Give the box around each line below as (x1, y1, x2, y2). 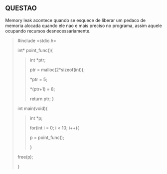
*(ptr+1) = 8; (29, 86, 55, 92)
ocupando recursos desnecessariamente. (5, 27, 91, 34)
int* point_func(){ (17, 47, 53, 53)
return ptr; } (29, 95, 54, 101)
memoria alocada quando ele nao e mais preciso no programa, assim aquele (5, 22, 162, 28)
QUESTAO (5, 4, 37, 12)
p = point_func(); (29, 134, 65, 140)
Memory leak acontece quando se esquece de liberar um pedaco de (5, 17, 146, 23)
